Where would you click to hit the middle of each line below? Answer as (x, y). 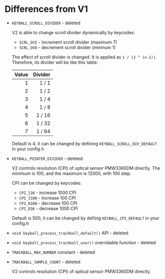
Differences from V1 (46, 9)
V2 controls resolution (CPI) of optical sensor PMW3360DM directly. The (86, 168)
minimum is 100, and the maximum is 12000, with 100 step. (71, 173)
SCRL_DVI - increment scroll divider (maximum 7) (68, 42)
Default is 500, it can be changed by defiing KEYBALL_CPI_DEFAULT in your (85, 218)
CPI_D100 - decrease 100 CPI (48, 203)
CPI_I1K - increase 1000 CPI (48, 193)
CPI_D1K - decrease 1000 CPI (48, 208)
